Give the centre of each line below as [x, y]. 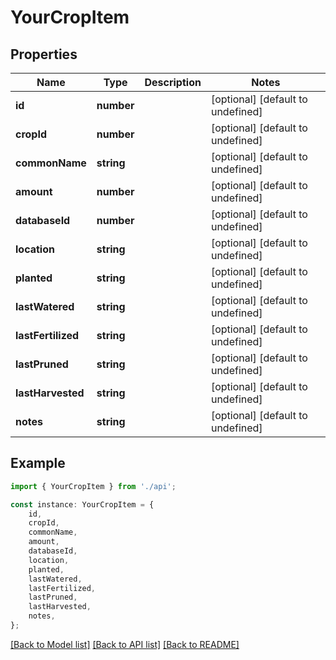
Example [38, 463]
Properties [44, 54]
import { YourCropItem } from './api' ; [93, 486]
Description [173, 82]
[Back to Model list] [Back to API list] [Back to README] [125, 644]
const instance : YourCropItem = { [82, 504]
